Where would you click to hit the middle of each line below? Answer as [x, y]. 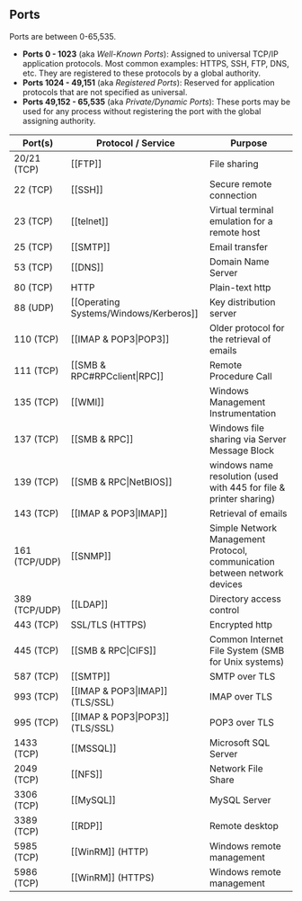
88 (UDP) [34, 308]
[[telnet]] [90, 221]
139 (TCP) [36, 482]
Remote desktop [244, 825]
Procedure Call [241, 376]
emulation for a [241, 221]
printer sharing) [243, 498]
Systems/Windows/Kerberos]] [135, 313]
